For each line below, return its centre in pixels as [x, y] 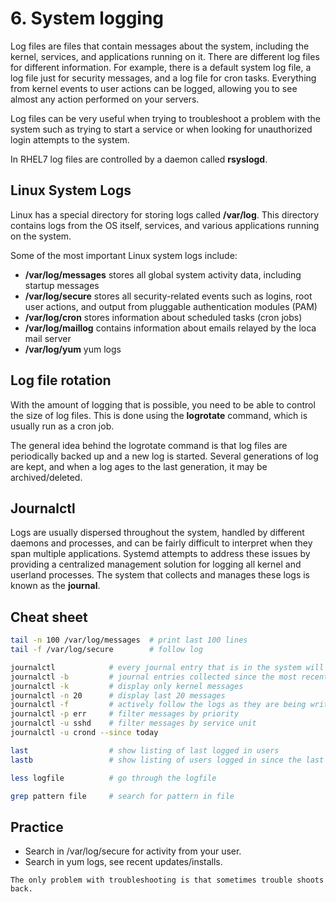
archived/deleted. [46, 477]
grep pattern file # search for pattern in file [122, 796]
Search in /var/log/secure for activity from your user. [133, 851]
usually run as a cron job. [62, 426]
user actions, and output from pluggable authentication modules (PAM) [171, 306]
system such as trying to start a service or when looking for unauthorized [161, 129]
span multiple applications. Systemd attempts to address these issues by [160, 554]
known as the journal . [55, 586]
